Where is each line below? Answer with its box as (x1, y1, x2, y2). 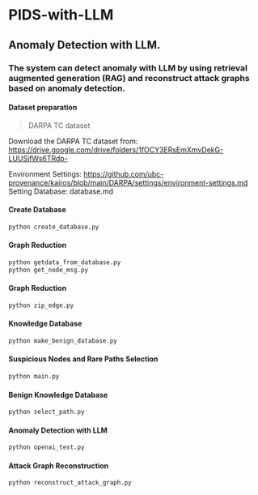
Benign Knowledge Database (8, 390, 108, 399)
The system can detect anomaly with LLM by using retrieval (8, 62, 248, 74)
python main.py (8, 373, 60, 381)
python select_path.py (8, 408, 85, 416)
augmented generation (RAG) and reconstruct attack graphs (8, 72, 250, 83)
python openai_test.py (8, 443, 85, 451)
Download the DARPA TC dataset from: (8, 136, 138, 146)
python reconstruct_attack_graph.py (8, 479, 132, 487)
